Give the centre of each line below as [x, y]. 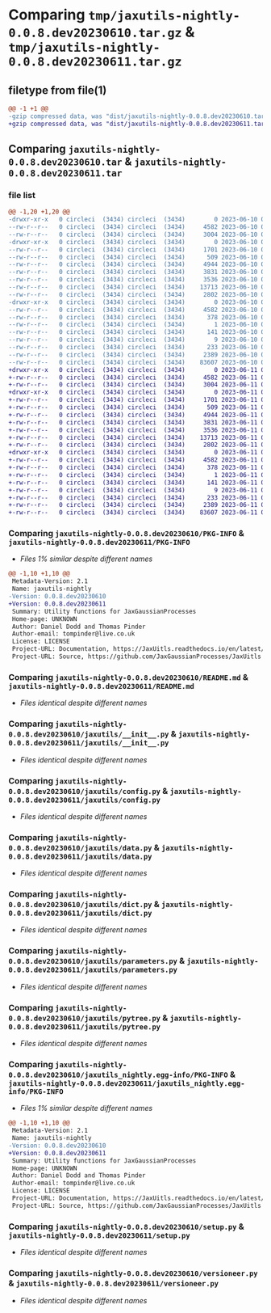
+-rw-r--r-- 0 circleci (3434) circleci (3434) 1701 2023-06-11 [133, 400]
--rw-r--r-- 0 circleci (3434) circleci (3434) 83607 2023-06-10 [133, 362]
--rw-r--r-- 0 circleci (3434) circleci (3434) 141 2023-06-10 [133, 332]
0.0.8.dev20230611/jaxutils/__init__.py [89, 743]
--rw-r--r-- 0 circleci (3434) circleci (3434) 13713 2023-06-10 [133, 287]
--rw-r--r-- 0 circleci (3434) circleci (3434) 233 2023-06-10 [133, 348]
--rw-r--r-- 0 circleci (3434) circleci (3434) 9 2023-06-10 [133, 340]
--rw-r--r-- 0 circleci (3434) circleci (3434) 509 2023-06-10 [133, 257]
